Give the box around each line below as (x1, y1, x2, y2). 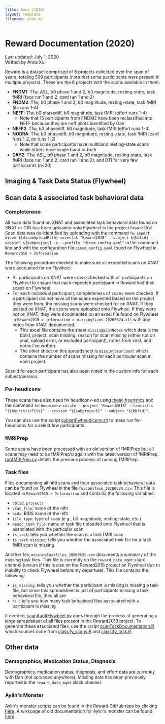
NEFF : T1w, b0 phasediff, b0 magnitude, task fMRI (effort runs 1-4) (12, 110, 147, 116)
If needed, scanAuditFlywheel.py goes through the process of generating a (5, 613, 158, 619)
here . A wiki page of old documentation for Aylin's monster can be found (5, 708, 153, 714)
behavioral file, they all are (12, 593, 66, 598)
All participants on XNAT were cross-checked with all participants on (12, 275, 152, 281)
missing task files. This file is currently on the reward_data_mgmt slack (5, 557, 145, 563)
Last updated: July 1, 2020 (5, 54, 59, 60)
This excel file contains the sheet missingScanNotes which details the (19, 327, 159, 333)
